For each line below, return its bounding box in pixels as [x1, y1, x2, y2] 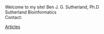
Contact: [5, 15, 23, 20]
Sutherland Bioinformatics [5, 9, 57, 15]
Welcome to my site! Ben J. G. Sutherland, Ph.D [5, 4, 100, 10]
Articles [5, 24, 21, 30]
